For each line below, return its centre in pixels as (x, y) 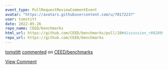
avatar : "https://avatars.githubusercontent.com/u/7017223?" (70, 14)
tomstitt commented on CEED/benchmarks (49, 52)
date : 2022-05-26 (23, 24)
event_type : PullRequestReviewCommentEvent (51, 10)
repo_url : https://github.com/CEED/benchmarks (54, 38)
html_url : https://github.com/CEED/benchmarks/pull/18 (63, 33)
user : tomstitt (21, 19)
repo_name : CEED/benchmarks (34, 28)
